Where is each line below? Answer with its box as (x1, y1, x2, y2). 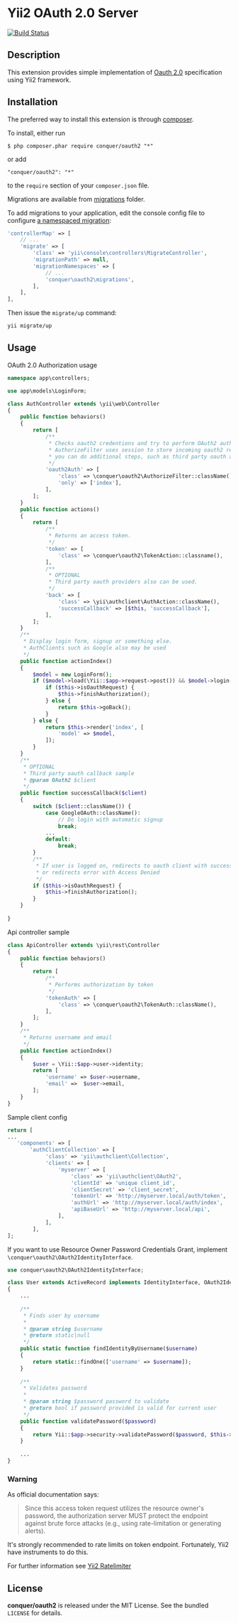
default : (45, 836, 72, 843)
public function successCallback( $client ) (20, 789, 147, 797)
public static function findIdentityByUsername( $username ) (20, 1345, 198, 1352)
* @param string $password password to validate (23, 1398, 170, 1405)
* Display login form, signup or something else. (23, 638, 173, 645)
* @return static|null (23, 1332, 91, 1339)
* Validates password (23, 1384, 87, 1392)
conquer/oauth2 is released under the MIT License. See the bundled (7, 1601, 209, 1610)
